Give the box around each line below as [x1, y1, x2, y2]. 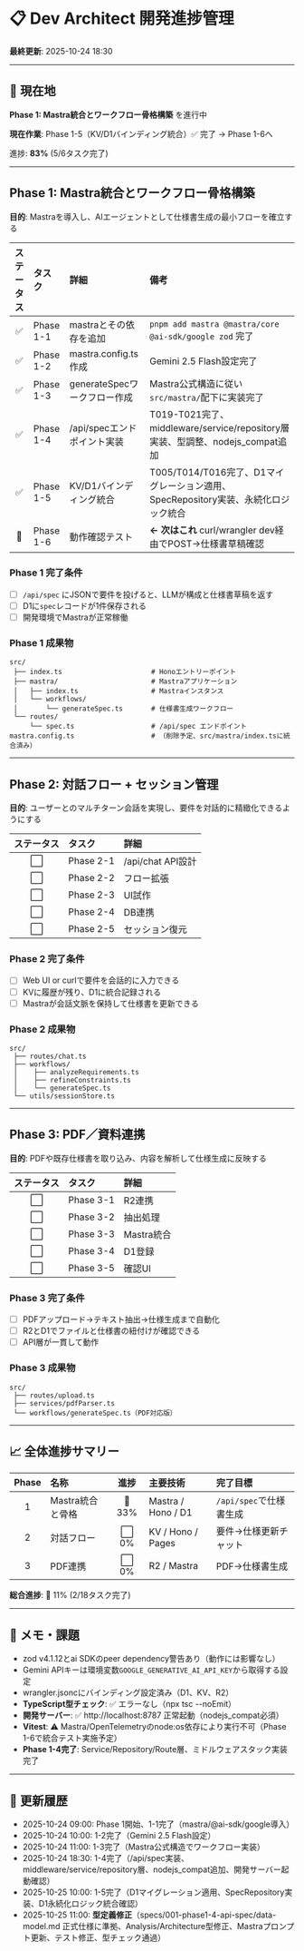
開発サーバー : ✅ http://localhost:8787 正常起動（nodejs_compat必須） [22, 1710, 284, 1721]
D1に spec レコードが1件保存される [22, 600, 147, 611]
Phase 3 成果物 [9, 1362, 76, 1375]
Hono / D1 [148, 1506, 193, 1519]
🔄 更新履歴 [9, 1793, 68, 1809]
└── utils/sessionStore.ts [13, 1091, 116, 1101]
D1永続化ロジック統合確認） [38, 1897, 143, 1908]
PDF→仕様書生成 [215, 1560, 289, 1573]
